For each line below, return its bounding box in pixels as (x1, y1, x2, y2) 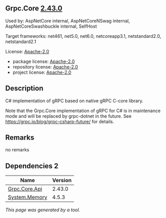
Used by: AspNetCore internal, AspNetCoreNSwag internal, (5, 17, 130, 24)
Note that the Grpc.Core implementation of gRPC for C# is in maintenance (5, 107, 161, 114)
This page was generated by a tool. (5, 207, 80, 213)
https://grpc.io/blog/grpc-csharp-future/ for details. (5, 118, 114, 124)
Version (52, 177, 72, 184)
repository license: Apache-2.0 (12, 63, 78, 70)
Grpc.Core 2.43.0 (5, 4, 63, 13)
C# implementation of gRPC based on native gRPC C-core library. (5, 97, 144, 104)
